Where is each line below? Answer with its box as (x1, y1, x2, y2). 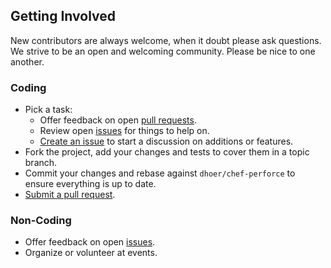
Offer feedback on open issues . (24, 236, 156, 248)
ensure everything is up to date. (24, 178, 157, 190)
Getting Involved (10, 8, 116, 25)
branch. (24, 157, 58, 169)
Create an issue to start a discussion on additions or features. (39, 135, 294, 148)
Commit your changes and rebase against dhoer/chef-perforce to (24, 167, 296, 179)
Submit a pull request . (24, 189, 116, 201)
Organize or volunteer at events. (24, 247, 158, 259)
